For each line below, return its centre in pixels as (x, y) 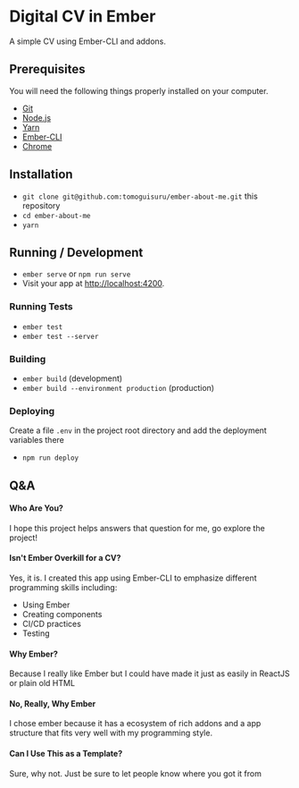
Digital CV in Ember (83, 17)
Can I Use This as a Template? (66, 754)
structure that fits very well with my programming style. (111, 733)
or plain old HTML (42, 683)
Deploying (32, 411)
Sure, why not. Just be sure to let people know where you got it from (135, 773)
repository (41, 205)
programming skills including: (63, 588)
